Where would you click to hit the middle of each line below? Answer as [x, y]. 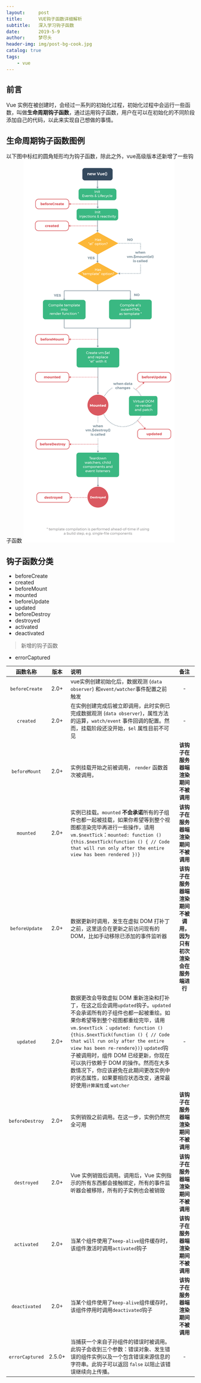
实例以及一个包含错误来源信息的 [131, 1357]
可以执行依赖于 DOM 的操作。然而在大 [117, 1063]
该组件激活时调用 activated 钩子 [109, 1248]
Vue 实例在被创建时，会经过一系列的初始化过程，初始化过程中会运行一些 [96, 105]
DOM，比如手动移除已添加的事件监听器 [119, 936]
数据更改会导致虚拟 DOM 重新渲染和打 [117, 998]
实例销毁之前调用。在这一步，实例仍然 [118, 1117]
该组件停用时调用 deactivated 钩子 [111, 1310]
